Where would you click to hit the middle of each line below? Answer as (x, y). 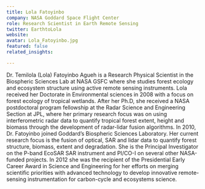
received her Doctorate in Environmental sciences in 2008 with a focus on (100, 94)
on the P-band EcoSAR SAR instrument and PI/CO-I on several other (93, 153)
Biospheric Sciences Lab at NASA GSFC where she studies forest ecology (100, 81)
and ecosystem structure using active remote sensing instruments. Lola (97, 88)
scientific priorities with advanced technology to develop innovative (92, 172)
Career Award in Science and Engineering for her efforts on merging (93, 166)
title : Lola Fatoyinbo (35, 12)
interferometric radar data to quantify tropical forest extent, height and (95, 120)
